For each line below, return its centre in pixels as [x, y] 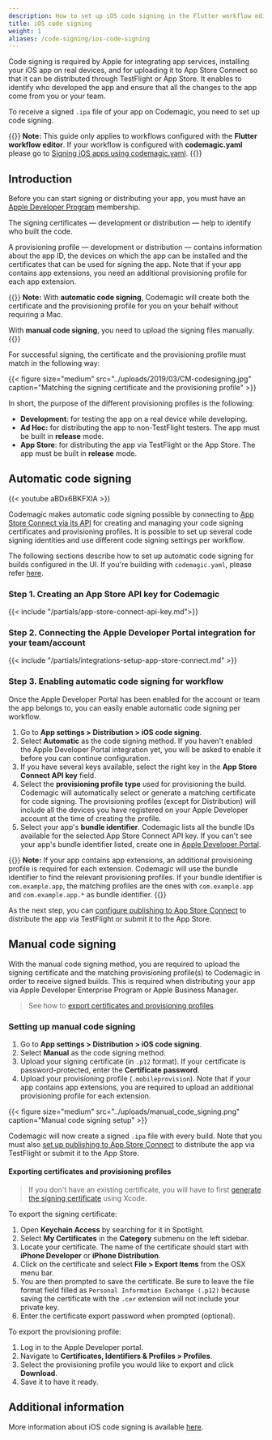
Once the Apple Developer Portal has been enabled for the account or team [134, 699]
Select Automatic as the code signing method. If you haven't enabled [136, 741]
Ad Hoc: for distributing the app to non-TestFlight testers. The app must [140, 428]
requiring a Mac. [36, 315]
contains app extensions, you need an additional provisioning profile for [128, 273]
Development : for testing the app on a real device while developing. [134, 419]
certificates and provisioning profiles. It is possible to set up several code [130, 531]
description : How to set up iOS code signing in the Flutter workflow [130, 16]
